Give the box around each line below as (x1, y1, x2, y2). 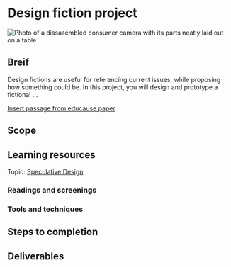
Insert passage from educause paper (7, 104, 115, 113)
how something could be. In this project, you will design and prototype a (7, 83, 218, 91)
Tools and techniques (7, 204, 84, 214)
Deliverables (7, 250, 64, 262)
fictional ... (7, 90, 38, 98)
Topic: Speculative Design (7, 167, 84, 176)
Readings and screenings (7, 185, 97, 195)
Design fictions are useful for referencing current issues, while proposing (7, 75, 221, 84)
